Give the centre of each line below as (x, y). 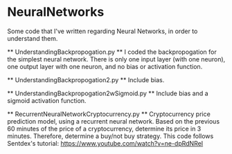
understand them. (33, 38)
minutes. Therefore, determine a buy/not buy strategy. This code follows (110, 136)
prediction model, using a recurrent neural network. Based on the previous (114, 121)
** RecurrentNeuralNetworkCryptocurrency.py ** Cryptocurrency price (109, 114)
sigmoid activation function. (47, 100)
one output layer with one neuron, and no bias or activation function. (105, 66)
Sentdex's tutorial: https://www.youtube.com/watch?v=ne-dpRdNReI (105, 143)
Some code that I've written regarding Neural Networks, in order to (102, 31)
